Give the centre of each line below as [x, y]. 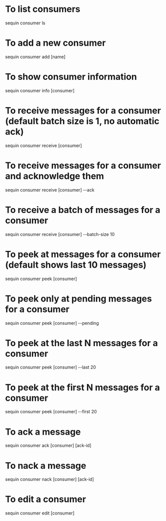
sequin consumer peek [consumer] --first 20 [51, 412]
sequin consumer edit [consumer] [40, 513]
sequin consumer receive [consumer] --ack [50, 190]
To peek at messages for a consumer [83, 254]
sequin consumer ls [25, 23]
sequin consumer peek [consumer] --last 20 [50, 367]
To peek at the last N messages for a [82, 343]
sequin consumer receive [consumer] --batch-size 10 [60, 234]
